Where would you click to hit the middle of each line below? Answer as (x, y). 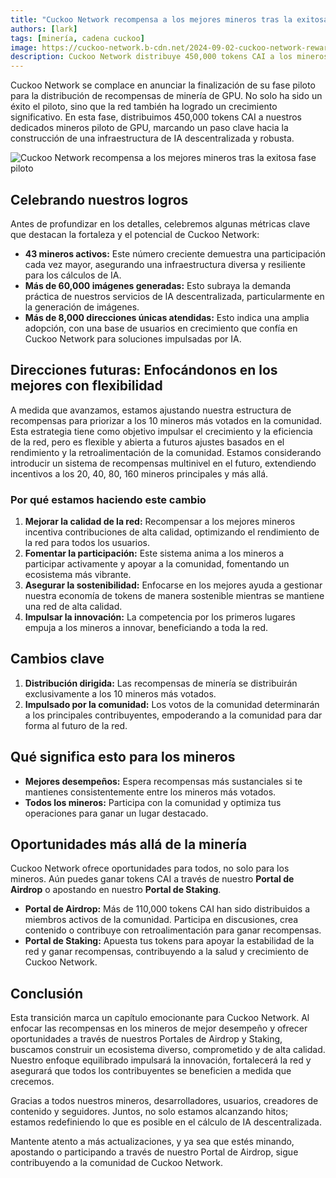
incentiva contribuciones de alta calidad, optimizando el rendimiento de (172, 532)
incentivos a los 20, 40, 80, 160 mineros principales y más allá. (139, 473)
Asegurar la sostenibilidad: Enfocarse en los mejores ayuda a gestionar (173, 585)
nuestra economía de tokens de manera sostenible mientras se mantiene (174, 596)
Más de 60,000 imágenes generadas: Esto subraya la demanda (158, 285)
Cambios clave (57, 659)
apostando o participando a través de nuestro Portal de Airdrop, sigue (154, 1152)
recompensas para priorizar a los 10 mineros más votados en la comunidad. (166, 420)
